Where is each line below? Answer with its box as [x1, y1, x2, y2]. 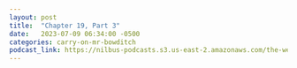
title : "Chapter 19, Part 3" [9, 21, 121, 30]
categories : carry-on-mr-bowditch [9, 37, 137, 47]
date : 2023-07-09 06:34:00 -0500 [9, 29, 141, 38]
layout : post [9, 12, 57, 22]
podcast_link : [9, 46, 62, 55]
